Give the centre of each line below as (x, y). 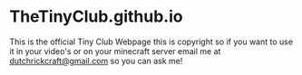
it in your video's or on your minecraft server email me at (115, 51)
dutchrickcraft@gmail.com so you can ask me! (96, 61)
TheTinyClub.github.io (96, 17)
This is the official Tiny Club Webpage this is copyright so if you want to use (151, 42)
